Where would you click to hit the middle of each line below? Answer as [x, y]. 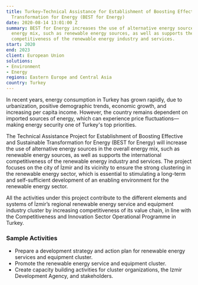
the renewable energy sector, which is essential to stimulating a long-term [96, 174]
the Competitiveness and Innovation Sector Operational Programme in [91, 217]
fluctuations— [162, 118]
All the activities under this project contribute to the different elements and [96, 198]
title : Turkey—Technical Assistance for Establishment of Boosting [91, 12]
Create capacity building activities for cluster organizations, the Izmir [98, 270]
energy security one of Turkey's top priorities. [81, 125]
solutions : [19, 61]
